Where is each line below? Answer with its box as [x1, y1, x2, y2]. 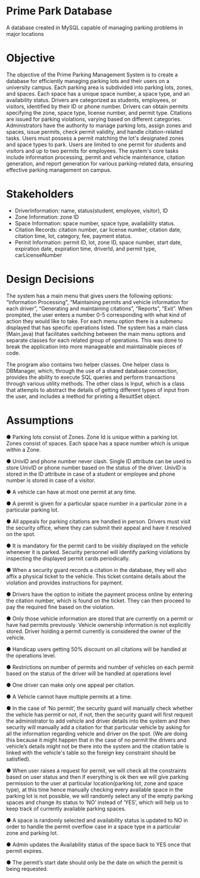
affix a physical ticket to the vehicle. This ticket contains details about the [6, 573, 186, 580]
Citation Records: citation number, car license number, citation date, [14, 226, 182, 233]
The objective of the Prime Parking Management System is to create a [6, 71, 179, 78]
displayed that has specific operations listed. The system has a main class [6, 324, 188, 331]
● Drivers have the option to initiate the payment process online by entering [6, 591, 193, 598]
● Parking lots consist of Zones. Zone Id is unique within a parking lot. [6, 433, 179, 440]
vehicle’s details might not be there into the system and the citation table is [6, 742, 189, 749]
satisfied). [6, 755, 31, 763]
